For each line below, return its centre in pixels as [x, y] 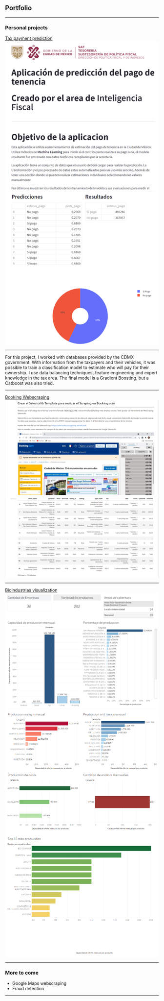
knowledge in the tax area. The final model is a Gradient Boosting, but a [77, 378]
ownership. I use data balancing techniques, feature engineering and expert [81, 372]
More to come [22, 973]
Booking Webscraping [27, 397]
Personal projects [26, 27]
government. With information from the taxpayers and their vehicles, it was [80, 362]
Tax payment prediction [29, 38]
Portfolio [19, 8]
